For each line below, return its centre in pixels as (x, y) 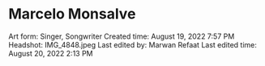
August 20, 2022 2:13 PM (51, 53)
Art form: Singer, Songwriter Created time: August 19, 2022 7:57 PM (122, 36)
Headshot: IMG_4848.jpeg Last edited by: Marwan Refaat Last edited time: (132, 44)
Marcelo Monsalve (72, 14)
